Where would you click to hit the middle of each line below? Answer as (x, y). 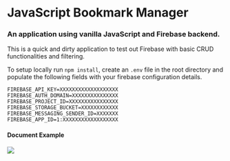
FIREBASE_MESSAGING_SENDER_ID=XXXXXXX (63, 114)
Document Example (36, 135)
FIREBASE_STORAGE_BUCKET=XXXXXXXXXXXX (63, 108)
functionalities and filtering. (46, 56)
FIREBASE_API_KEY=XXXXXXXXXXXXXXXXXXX (63, 90)
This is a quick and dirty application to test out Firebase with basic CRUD (111, 49)
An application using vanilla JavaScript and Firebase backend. (114, 34)
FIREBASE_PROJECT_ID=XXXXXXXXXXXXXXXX (63, 102)
